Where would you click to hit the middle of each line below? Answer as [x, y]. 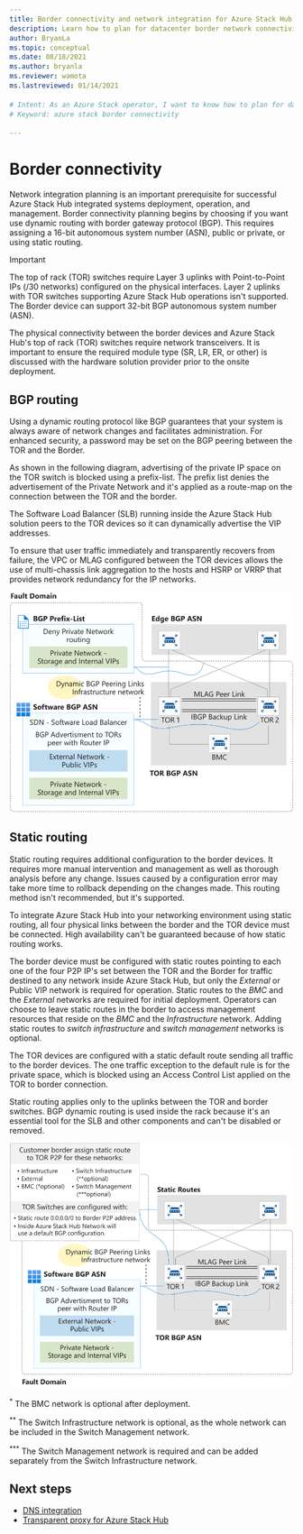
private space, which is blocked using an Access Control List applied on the [150, 1074]
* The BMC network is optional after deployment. [100, 1402]
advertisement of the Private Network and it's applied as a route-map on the [151, 487]
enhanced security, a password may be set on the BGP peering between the [151, 441]
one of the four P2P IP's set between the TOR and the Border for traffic [141, 970]
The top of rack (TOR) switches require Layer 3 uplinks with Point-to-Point [147, 277]
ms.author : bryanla [46, 67]
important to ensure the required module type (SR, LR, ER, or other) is [138, 353]
